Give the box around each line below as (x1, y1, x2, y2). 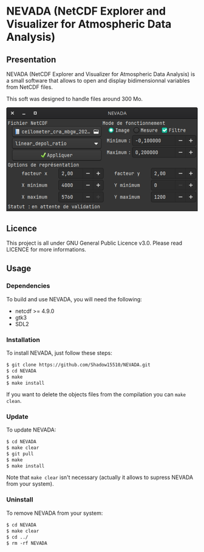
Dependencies (6, 282, 50, 290)
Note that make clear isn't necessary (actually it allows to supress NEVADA (6, 473, 193, 481)
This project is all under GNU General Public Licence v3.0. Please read (6, 239, 183, 246)
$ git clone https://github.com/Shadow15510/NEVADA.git (6, 362, 151, 368)
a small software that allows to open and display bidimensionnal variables (6, 77, 190, 84)
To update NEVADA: (6, 426, 56, 433)
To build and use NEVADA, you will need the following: (6, 295, 143, 302)
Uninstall (6, 495, 33, 504)
